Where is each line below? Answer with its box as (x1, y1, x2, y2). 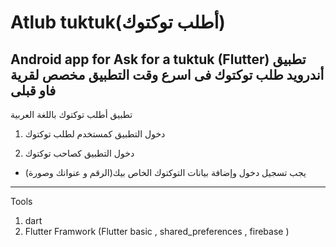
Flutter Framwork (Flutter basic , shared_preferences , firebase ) (24, 226, 290, 237)
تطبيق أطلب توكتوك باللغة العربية (10, 109, 133, 120)
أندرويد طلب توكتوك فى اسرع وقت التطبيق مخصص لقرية (10, 66, 325, 83)
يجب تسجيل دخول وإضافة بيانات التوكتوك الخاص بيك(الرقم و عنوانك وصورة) (24, 167, 307, 178)
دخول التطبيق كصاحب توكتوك (24, 147, 135, 159)
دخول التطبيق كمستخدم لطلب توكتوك (24, 128, 166, 140)
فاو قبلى (10, 82, 57, 99)
